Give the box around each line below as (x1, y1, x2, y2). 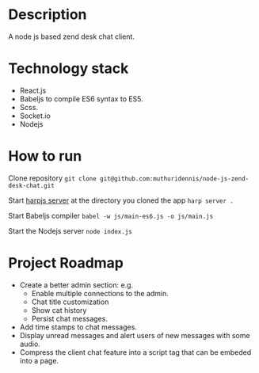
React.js (19, 86, 47, 95)
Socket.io (19, 111, 51, 120)
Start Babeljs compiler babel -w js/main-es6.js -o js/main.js (8, 211, 214, 220)
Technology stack (8, 59, 129, 78)
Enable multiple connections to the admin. (31, 288, 169, 298)
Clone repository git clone (8, 173, 97, 183)
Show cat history (31, 305, 87, 314)
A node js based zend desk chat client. (8, 32, 135, 41)
